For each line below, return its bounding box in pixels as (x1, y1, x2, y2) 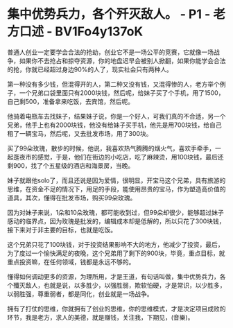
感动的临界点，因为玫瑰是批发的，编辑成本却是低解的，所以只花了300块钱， (7, 216, 225, 225)
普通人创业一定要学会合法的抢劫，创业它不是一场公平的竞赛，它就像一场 (7, 48, 214, 56)
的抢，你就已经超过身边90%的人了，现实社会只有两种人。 (7, 65, 173, 74)
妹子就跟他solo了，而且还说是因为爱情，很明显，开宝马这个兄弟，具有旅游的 (7, 176, 226, 184)
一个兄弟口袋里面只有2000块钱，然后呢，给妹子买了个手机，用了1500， (19, 88, 225, 97)
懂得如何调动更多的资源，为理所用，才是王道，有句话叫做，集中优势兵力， (7, 272, 220, 281)
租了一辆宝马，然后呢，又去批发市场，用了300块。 (7, 129, 153, 137)
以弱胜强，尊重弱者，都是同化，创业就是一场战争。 (7, 289, 153, 298)
